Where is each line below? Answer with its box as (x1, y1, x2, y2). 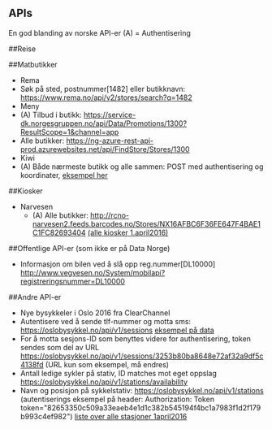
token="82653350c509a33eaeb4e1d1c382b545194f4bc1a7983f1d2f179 (19, 402, 261, 413)
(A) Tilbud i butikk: (19, 110, 83, 119)
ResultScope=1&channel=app (19, 127, 119, 136)
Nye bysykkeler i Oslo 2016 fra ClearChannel (19, 308, 171, 318)
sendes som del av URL (19, 342, 100, 352)
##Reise (8, 44, 37, 54)
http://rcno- (90, 210, 130, 220)
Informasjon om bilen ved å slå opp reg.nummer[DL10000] (19, 259, 216, 269)
